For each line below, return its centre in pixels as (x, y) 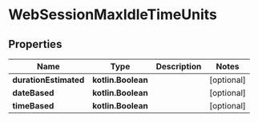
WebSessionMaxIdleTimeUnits (113, 15)
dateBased (33, 93)
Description (179, 67)
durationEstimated (48, 80)
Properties (35, 44)
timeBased (33, 106)
